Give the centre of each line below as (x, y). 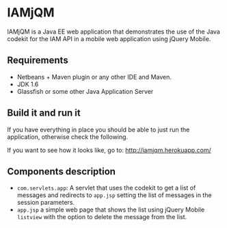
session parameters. (46, 203)
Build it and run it (44, 113)
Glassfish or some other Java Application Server (85, 91)
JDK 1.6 (28, 84)
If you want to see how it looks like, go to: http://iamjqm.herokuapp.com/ (109, 150)
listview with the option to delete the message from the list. (102, 217)
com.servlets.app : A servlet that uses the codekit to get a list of (106, 188)
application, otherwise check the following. (68, 137)
